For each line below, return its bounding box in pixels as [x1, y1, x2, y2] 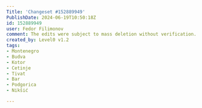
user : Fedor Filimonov [6, 25, 64, 32]
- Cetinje [6, 65, 32, 71]
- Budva [6, 54, 26, 60]
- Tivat [6, 71, 26, 77]
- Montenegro [6, 48, 39, 54]
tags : [6, 43, 20, 49]
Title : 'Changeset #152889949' [6, 8, 86, 15]
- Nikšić [6, 87, 29, 94]
